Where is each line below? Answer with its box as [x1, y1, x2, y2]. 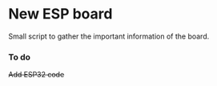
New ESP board [8, 5, 113, 23]
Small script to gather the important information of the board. [8, 31, 210, 41]
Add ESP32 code [8, 70, 65, 80]
